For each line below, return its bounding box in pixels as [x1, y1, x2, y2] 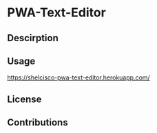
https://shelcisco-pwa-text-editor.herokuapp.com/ [7, 73, 150, 82]
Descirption [7, 32, 59, 44]
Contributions [7, 117, 68, 128]
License [7, 93, 42, 105]
